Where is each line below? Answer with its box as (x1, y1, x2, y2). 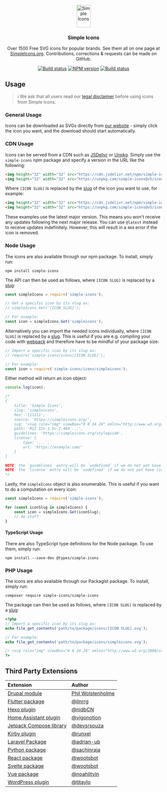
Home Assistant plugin (7, 714, 61, 721)
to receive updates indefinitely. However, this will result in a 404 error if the (5, 224, 158, 230)
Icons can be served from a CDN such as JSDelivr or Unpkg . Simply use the (5, 151, 161, 157)
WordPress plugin (7, 779, 49, 786)
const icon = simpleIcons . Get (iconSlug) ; (14, 509, 101, 514)
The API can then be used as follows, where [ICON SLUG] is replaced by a (5, 277, 155, 283)
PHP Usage (5, 567, 33, 574)
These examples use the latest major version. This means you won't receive (5, 214, 161, 220)
